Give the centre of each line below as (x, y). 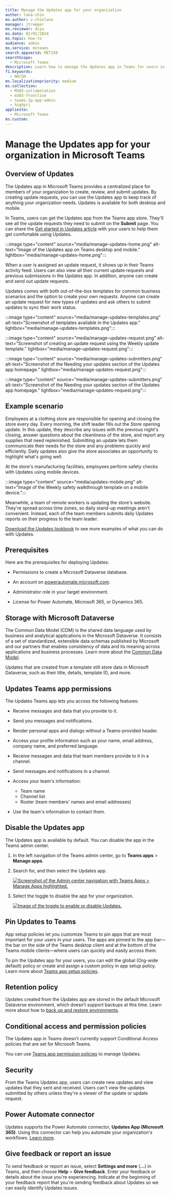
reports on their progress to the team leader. (52, 519)
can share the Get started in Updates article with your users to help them (82, 229)
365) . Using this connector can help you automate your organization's (79, 1132)
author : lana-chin (25, 15)
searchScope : (19, 57)
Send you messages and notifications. (53, 721)
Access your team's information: (47, 781)
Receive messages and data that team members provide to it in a (81, 756)
